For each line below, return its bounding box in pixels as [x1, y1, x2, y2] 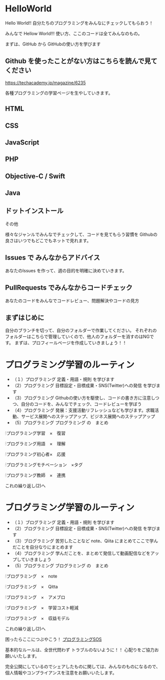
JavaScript [5, 138, 40, 147]
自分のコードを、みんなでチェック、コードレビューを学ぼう [21, 401, 142, 407]
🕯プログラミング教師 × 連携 [5, 472, 66, 478]
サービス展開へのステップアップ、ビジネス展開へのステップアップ [21, 414, 156, 419]
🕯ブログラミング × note [5, 573, 58, 579]
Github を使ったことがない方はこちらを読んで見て [5, 57, 158, 65]
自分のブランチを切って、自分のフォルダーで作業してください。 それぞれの [5, 327, 157, 333]
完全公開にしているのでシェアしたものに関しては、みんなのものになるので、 [5, 664, 161, 670]
